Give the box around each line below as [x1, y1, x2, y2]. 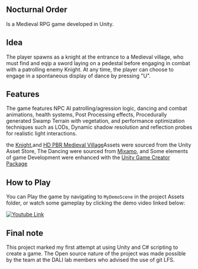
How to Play [6, 177, 51, 187]
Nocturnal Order [6, 5, 68, 15]
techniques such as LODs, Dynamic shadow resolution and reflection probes [6, 124, 193, 131]
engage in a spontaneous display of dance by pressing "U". [6, 72, 151, 79]
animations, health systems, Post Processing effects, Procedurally [6, 111, 167, 118]
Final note [6, 228, 43, 238]
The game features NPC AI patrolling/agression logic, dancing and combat [6, 105, 187, 112]
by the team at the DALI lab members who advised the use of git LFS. [6, 257, 175, 264]
